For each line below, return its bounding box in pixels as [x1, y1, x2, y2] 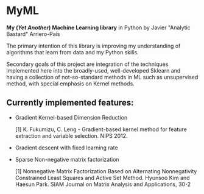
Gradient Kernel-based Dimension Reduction [15, 113, 128, 121]
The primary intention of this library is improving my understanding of [6, 42, 181, 49]
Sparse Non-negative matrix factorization [15, 156, 120, 163]
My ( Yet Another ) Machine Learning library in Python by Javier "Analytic [6, 24, 191, 31]
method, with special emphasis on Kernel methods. [6, 80, 135, 87]
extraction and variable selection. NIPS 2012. [15, 132, 128, 139]
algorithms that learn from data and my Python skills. [6, 48, 139, 56]
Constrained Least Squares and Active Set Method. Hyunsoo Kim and [15, 174, 190, 181]
